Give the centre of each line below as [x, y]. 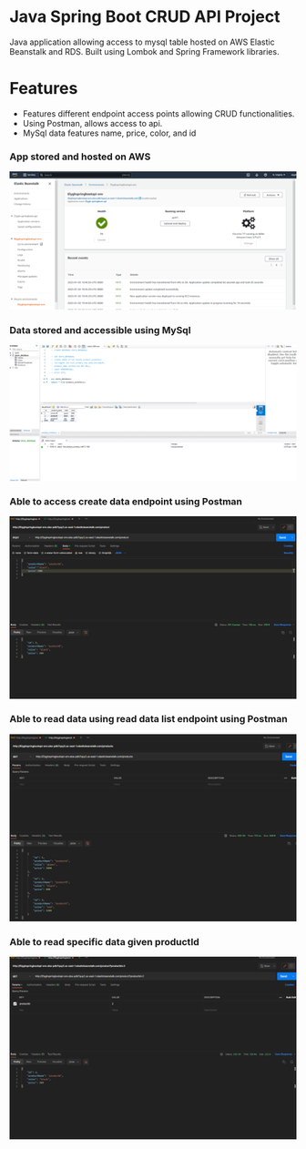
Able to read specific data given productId [105, 942]
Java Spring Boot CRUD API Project [145, 17]
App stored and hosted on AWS [80, 157]
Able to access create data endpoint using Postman [126, 501]
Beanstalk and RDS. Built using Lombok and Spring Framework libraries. [144, 51]
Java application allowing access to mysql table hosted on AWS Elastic [142, 42]
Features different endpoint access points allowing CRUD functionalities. [158, 113]
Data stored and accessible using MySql [100, 330]
